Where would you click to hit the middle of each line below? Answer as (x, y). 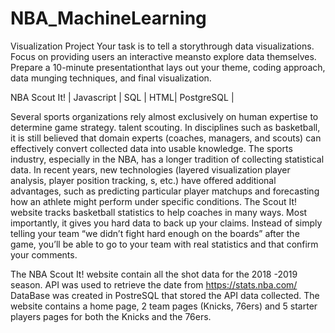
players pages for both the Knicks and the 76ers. (111, 316)
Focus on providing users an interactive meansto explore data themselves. (163, 56)
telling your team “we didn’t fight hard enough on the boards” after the (155, 233)
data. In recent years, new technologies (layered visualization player (150, 169)
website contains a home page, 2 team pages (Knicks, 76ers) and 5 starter (164, 306)
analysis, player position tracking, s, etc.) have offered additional (143, 180)
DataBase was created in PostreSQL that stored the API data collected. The (165, 295)
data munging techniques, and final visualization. (111, 78)
